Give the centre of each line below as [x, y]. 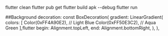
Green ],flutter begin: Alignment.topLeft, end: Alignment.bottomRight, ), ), [82, 28]
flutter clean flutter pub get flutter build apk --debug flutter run [71, 7]
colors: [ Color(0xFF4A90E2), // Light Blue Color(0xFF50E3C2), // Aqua [81, 23]
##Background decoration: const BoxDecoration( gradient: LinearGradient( [84, 17]
